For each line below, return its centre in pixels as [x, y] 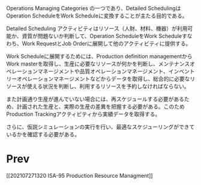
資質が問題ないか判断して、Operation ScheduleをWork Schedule [102, 36]
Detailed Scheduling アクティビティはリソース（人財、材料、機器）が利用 [97, 29]
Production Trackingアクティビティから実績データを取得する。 [83, 114]
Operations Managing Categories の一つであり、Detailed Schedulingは [94, 8]
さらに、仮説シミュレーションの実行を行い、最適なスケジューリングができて [100, 127]
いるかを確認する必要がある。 [43, 134]
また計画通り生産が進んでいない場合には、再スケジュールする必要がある [95, 99]
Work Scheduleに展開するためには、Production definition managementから [100, 56]
